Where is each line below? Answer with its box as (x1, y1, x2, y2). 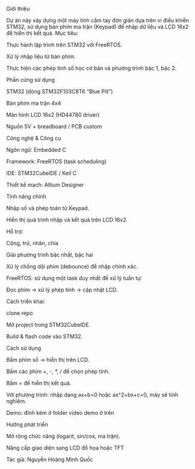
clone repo (6, 309, 33, 317)
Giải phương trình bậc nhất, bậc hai (6, 251, 93, 258)
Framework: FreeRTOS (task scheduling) (6, 158, 107, 165)
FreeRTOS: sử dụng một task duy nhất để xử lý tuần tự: (6, 275, 143, 282)
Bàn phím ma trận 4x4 (6, 99, 61, 107)
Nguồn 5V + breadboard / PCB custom (6, 123, 102, 130)
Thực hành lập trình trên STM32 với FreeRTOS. (6, 42, 122, 48)
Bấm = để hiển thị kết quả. (6, 379, 72, 387)
